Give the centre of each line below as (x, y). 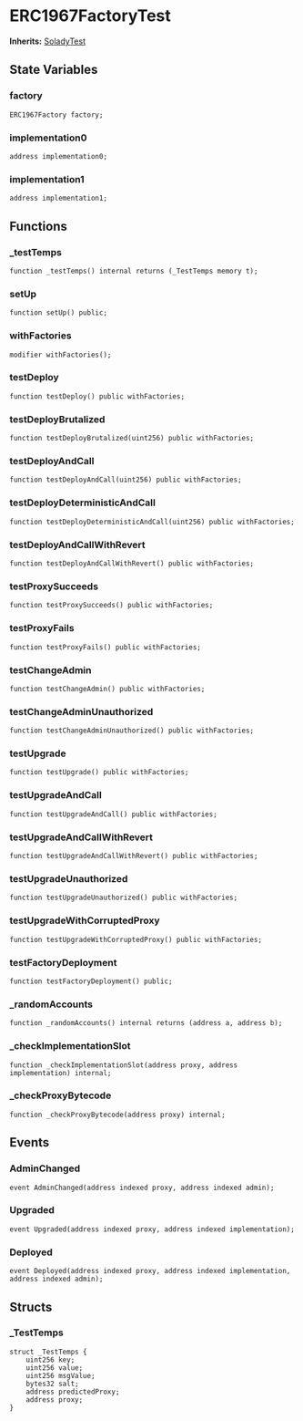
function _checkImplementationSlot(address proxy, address (124, 1065)
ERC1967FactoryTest (90, 16)
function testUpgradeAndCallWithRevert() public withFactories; (134, 856)
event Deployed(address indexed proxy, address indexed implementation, (150, 1271)
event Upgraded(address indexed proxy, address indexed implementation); (152, 1229)
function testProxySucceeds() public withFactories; (111, 606)
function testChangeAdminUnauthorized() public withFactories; (132, 731)
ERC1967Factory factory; (56, 115)
